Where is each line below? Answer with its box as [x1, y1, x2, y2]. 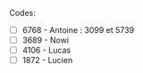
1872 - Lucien [21, 55, 73, 66]
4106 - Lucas [21, 45, 71, 56]
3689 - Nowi [21, 35, 70, 45]
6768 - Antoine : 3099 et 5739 [21, 25, 135, 35]
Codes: [9, 8, 36, 18]
